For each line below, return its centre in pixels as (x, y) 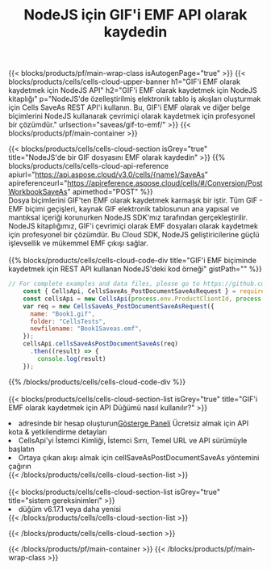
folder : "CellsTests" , (68, 321)
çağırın (20, 466)
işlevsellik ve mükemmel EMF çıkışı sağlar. (79, 243)
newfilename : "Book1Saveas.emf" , (86, 329)
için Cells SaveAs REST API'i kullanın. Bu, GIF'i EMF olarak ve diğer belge (129, 107)
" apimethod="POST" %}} (110, 192)
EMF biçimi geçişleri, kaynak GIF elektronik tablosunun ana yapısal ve (124, 209)
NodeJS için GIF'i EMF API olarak (135, 15)
